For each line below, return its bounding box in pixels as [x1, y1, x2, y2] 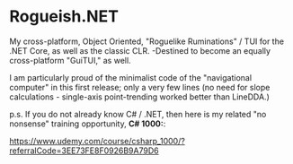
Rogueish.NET [9, 6, 120, 27]
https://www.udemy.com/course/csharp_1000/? [9, 135, 186, 146]
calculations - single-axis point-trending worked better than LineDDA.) [9, 91, 270, 102]
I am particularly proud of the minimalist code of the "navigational [9, 72, 253, 82]
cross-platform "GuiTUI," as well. [9, 55, 132, 65]
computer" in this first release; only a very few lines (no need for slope [9, 82, 271, 92]
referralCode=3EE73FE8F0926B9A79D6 [9, 145, 159, 156]
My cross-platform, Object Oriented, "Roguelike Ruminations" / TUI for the [9, 36, 285, 47]
